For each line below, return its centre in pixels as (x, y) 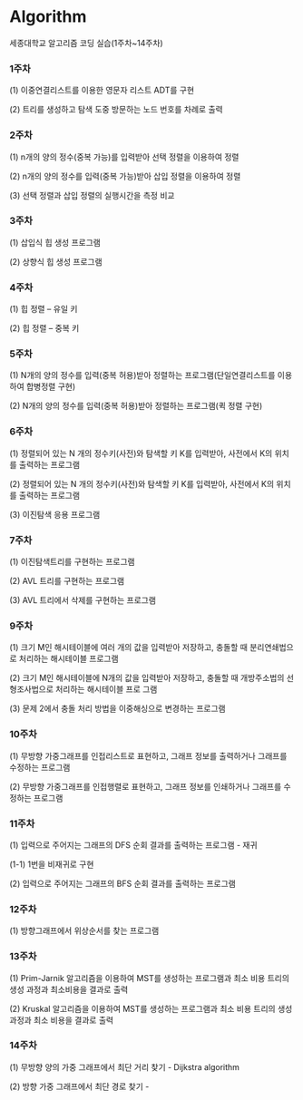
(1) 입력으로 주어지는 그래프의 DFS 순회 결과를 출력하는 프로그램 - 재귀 (133, 844)
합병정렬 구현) (51, 386)
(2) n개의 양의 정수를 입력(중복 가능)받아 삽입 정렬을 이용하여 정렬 (125, 176)
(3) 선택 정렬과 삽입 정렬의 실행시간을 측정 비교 (92, 195)
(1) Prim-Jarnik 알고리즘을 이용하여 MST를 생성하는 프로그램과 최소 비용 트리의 (150, 978)
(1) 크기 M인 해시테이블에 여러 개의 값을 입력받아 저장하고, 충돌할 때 (128, 647)
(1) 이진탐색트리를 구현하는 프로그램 (72, 562)
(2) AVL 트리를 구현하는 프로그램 (67, 581)
